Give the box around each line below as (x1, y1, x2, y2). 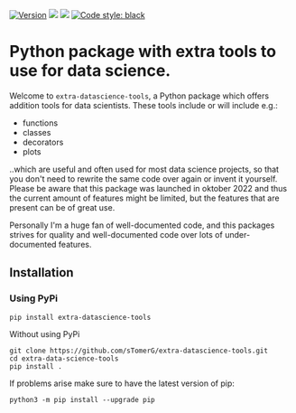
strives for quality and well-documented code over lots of (9, 229, 223, 239)
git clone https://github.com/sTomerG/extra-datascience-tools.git (9, 346, 269, 355)
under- (224, 229, 251, 239)
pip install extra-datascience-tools (9, 313, 152, 322)
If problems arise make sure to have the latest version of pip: (9, 378, 235, 389)
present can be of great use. (9, 202, 116, 212)
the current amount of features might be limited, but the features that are (9, 192, 280, 203)
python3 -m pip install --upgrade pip (9, 395, 155, 404)
